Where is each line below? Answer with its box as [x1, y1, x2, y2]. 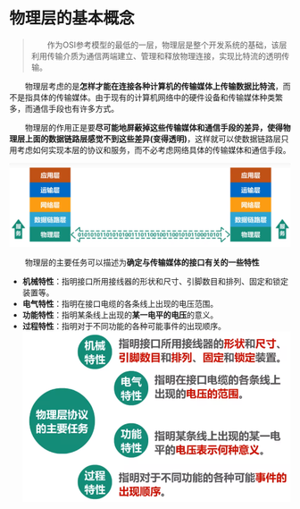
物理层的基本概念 [9, 8, 136, 29]
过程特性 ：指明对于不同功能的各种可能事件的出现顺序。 [21, 321, 226, 332]
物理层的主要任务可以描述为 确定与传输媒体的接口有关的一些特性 [25, 257, 260, 268]
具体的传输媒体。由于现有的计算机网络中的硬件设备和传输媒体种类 [32, 91, 275, 103]
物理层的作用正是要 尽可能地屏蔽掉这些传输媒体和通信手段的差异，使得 [25, 122, 283, 132]
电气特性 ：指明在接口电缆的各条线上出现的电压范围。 [21, 299, 219, 310]
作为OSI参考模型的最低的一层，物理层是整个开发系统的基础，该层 [46, 39, 287, 50]
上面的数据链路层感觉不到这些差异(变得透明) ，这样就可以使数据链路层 [24, 133, 281, 144]
